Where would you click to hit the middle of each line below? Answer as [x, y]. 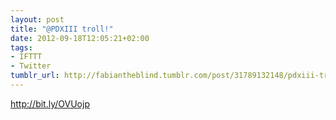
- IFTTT [26, 57]
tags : [21, 47]
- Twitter [31, 66]
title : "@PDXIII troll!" [62, 29]
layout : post [37, 19]
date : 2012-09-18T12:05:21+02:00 [80, 38]
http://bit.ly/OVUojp [50, 103]
